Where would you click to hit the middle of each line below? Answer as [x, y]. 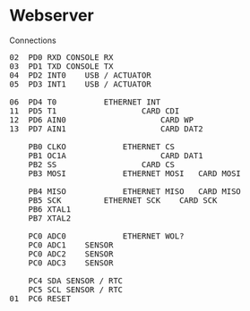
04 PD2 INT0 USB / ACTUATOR [80, 75]
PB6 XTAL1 [50, 209]
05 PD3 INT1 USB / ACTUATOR [80, 84]
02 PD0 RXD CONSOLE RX [61, 57]
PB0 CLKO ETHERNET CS [102, 147]
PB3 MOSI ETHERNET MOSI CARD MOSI [135, 173]
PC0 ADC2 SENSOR [71, 254]
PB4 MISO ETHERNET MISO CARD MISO [135, 191]
